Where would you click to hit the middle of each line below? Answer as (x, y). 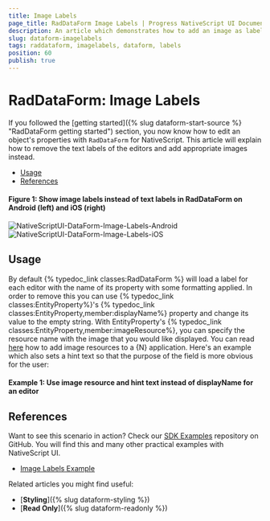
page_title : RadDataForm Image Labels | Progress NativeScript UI (122, 23)
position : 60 (30, 53)
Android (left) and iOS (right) (57, 208)
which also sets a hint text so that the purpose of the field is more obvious (131, 355)
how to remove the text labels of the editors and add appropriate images (128, 148)
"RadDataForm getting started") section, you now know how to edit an (125, 131)
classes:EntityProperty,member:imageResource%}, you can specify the (127, 330)
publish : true (32, 61)
